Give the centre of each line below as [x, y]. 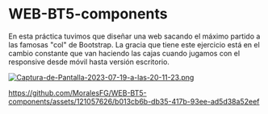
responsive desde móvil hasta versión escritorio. [89, 62]
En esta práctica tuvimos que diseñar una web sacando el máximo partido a [134, 36]
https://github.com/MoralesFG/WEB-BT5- [77, 92]
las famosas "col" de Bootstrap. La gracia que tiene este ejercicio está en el [134, 44]
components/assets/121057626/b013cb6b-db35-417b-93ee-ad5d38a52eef [134, 101]
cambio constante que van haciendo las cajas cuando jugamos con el [124, 53]
